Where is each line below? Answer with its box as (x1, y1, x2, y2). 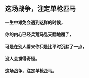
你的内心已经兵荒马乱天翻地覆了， (5, 31, 74, 37)
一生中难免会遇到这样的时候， (5, 19, 65, 25)
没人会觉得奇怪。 (5, 55, 40, 61)
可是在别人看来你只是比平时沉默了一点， (5, 44, 87, 50)
